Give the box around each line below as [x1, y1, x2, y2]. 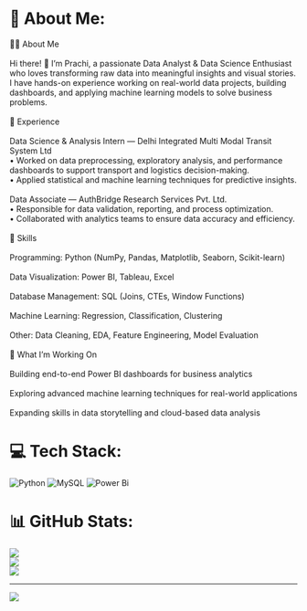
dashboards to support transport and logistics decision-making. [9, 164, 249, 175]
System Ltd [9, 145, 52, 156]
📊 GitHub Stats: [9, 511, 134, 532]
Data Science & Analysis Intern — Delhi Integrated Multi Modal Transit [9, 135, 272, 146]
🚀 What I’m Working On [9, 349, 98, 360]
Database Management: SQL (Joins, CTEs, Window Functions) [9, 290, 245, 301]
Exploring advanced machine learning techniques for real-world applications [9, 387, 298, 398]
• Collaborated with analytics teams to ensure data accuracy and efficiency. [9, 213, 295, 224]
